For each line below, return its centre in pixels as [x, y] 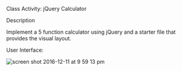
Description [20, 20]
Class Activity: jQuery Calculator [46, 9]
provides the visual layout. [39, 38]
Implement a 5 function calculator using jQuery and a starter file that [91, 32]
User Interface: [25, 50]
